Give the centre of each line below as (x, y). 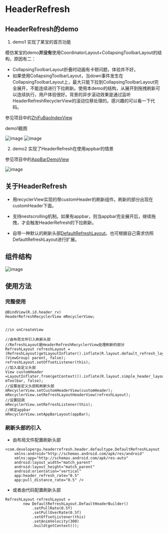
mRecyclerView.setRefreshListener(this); (49, 405)
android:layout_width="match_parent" (53, 462)
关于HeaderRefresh (36, 186)
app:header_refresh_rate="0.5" (47, 475)
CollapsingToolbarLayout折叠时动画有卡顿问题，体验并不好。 (75, 69)
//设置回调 (15, 400)
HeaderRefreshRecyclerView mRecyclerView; (50, 317)
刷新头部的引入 (23, 428)
